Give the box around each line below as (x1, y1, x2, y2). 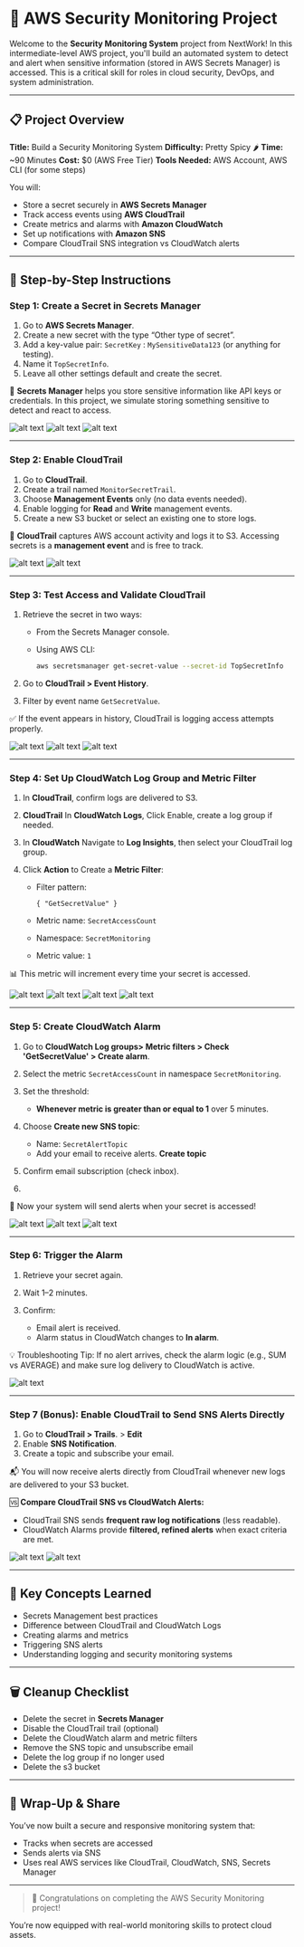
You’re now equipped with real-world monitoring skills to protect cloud (9, 1919, 272, 1931)
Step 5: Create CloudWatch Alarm (9, 1020, 161, 1033)
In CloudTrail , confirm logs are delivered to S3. (22, 792, 198, 804)
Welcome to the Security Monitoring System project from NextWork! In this (9, 38, 292, 49)
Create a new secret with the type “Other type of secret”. (22, 329, 235, 340)
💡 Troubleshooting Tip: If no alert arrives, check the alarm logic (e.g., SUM (9, 1349, 287, 1360)
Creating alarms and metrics (22, 1629, 129, 1640)
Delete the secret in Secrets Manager (22, 1713, 165, 1723)
